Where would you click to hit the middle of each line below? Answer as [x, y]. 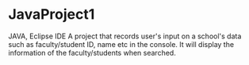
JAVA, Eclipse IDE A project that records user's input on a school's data [125, 36]
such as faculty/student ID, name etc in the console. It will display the [121, 44]
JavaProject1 [52, 14]
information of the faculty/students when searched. [92, 52]
